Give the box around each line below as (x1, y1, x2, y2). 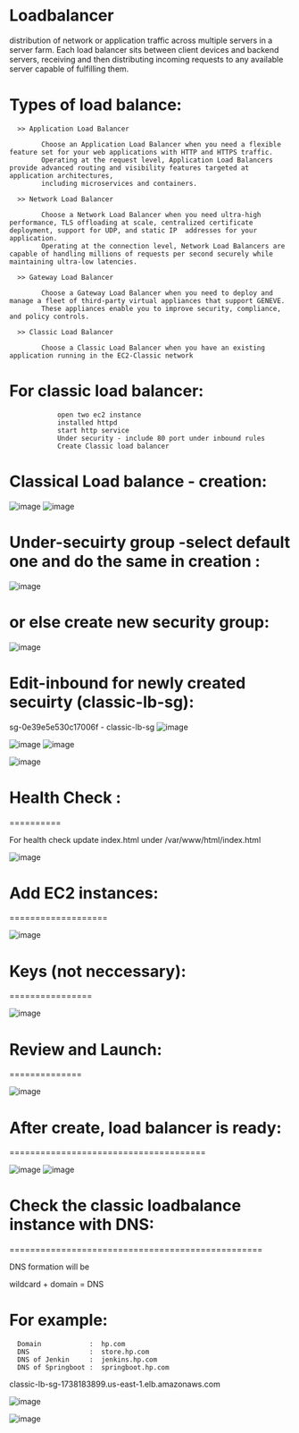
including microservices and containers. (41, 179, 198, 188)
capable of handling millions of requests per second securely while (9, 249, 274, 258)
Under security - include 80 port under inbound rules (56, 434, 266, 443)
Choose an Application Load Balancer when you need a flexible (41, 139, 281, 148)
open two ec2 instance (56, 410, 142, 419)
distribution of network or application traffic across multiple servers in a (9, 35, 273, 46)
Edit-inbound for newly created (9, 672, 246, 693)
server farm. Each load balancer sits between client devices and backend (9, 44, 279, 55)
